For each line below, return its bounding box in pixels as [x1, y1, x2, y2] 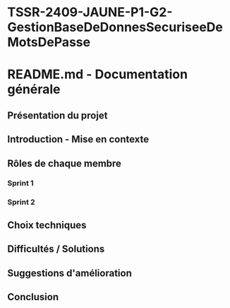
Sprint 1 [7, 178, 34, 188]
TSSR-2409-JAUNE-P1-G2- [7, 4, 173, 20]
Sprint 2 [7, 197, 35, 207]
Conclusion [7, 290, 59, 303]
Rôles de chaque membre [7, 157, 122, 169]
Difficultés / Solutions [7, 243, 105, 255]
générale [7, 82, 61, 97]
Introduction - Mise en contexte [7, 133, 150, 145]
